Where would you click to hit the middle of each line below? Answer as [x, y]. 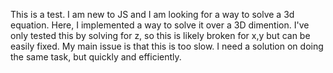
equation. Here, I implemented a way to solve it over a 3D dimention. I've [160, 25]
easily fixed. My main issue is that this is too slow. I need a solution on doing [167, 46]
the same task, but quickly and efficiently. [96, 57]
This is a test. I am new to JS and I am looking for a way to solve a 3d [152, 14]
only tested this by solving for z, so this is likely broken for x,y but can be [160, 35]
